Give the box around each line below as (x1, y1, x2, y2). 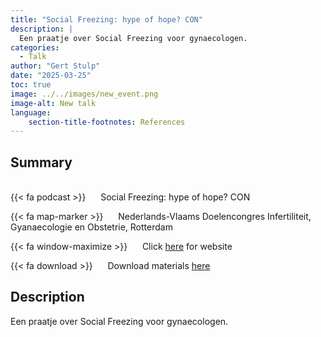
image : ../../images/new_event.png (10, 89, 159, 99)
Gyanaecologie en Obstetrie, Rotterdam (10, 221, 173, 233)
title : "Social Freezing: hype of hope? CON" (10, 14, 203, 25)
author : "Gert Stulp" (10, 61, 101, 71)
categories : (10, 42, 60, 53)
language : (10, 107, 52, 118)
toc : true (10, 80, 52, 90)
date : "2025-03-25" (10, 71, 92, 81)
